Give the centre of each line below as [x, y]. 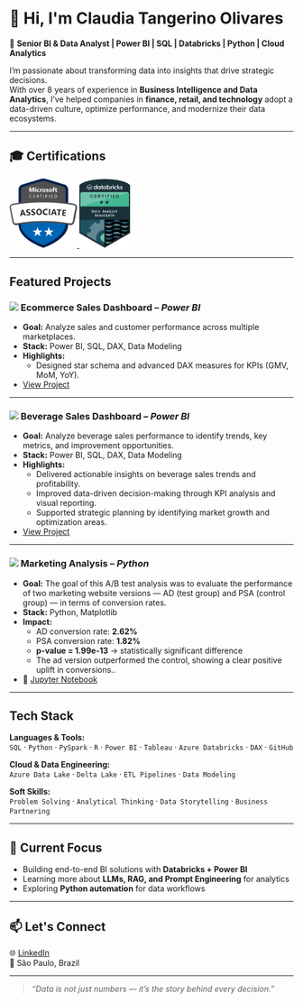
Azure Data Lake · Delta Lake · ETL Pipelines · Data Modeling [123, 774]
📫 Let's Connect [58, 927]
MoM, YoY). [57, 374]
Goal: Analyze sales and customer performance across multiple [141, 327]
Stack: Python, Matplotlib [70, 612]
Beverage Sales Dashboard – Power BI [105, 416]
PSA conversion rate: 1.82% [88, 640]
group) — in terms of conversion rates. [94, 603]
